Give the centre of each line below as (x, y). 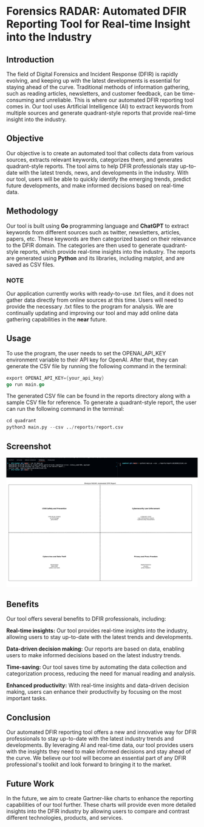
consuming (20, 100)
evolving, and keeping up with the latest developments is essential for (93, 81)
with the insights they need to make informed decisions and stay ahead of (99, 752)
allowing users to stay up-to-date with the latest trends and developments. (100, 637)
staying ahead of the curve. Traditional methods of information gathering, (98, 87)
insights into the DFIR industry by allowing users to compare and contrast (98, 811)
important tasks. (27, 699)
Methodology (32, 211)
